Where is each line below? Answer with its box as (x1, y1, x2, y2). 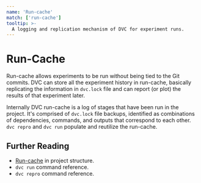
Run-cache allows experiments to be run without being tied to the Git (6, 73, 180, 80)
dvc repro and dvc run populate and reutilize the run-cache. (6, 123, 158, 131)
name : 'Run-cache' (6, 9, 53, 15)
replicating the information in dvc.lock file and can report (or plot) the (6, 85, 181, 93)
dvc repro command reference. (15, 170, 95, 177)
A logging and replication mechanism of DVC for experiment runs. (12, 26, 185, 32)
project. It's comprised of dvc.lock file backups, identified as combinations (6, 110, 196, 118)
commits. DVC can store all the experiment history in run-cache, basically (6, 79, 191, 86)
